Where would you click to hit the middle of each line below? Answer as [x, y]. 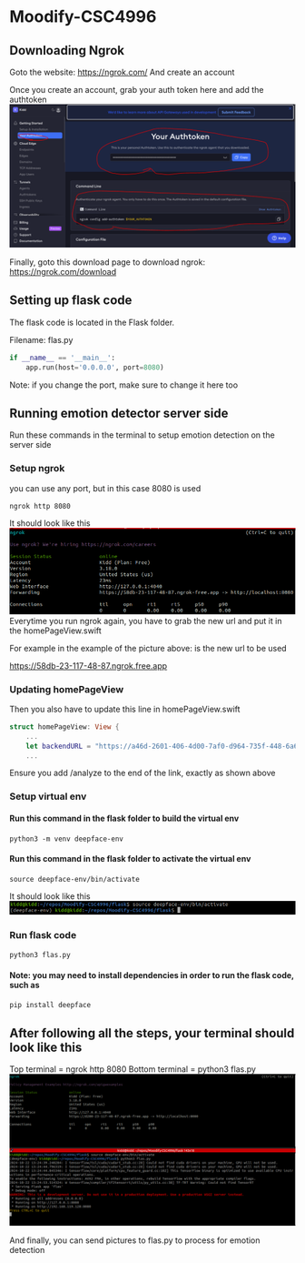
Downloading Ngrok [67, 51]
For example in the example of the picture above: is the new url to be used [148, 648]
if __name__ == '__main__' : [63, 358]
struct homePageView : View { [64, 727]
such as [25, 985]
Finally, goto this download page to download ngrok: [108, 262]
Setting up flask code [71, 301]
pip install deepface [50, 1005]
